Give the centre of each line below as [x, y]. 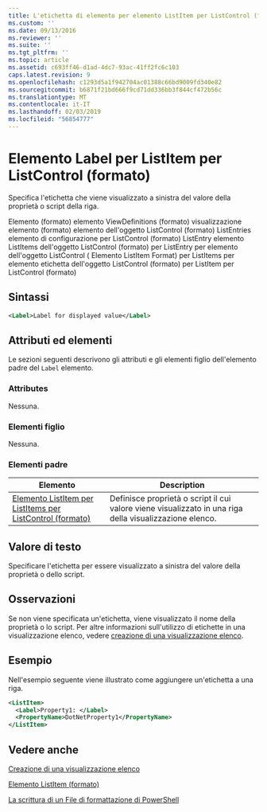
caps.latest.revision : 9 [49, 75]
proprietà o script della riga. [54, 206]
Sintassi [29, 297]
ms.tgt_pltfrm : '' [39, 53]
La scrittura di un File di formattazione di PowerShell [94, 799]
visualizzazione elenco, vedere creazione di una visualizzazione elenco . [126, 635]
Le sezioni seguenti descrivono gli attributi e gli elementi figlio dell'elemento [132, 360]
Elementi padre [38, 464]
